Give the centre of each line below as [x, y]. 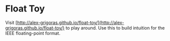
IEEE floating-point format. [33, 33]
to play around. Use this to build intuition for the [115, 27]
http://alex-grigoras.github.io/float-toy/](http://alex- [71, 22]
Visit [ [11, 22]
